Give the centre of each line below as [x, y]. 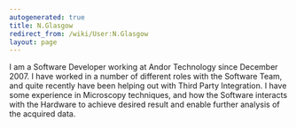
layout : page [33, 42]
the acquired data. [43, 114]
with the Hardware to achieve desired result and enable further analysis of [145, 105]
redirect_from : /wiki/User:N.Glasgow [79, 34]
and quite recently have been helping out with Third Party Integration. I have [148, 86]
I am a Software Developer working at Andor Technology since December [144, 67]
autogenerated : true [47, 17]
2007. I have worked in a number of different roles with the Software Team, [146, 77]
